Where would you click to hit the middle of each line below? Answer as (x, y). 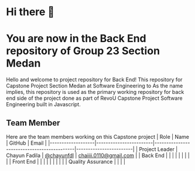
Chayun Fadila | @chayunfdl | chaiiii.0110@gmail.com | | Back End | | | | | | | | (98, 155)
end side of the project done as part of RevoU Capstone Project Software (94, 98)
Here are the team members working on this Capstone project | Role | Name (97, 137)
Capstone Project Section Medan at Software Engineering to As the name (95, 86)
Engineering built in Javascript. (43, 104)
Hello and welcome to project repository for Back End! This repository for (94, 80)
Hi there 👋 (30, 12)
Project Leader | (158, 149)
